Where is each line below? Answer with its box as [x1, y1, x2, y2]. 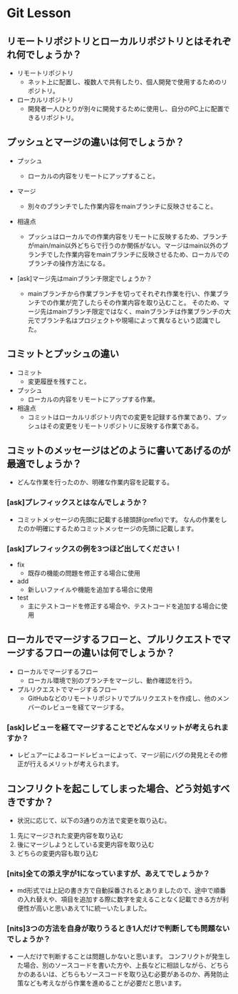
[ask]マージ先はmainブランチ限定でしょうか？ [16, 274, 152, 282]
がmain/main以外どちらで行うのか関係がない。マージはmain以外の [27, 241, 222, 250]
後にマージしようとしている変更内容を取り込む [16, 840, 155, 849]
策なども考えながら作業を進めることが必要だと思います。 [16, 978, 186, 987]
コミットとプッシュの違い [6, 348, 119, 360]
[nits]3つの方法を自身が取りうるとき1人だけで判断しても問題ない [6, 923, 230, 933]
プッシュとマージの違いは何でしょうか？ [6, 136, 185, 148]
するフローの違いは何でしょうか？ [25, 647, 175, 659]
